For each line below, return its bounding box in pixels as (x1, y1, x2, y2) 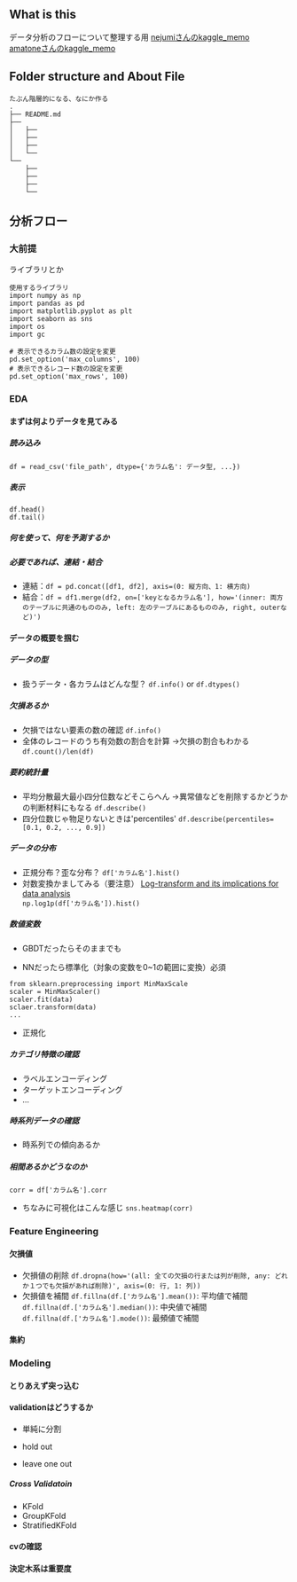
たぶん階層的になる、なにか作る (9, 94, 109, 103)
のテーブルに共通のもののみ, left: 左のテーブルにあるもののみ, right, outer (21, 603, 281, 613)
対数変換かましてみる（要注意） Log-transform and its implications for (21, 878, 279, 889)
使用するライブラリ (9, 284, 69, 293)
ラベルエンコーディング (21, 1073, 108, 1084)
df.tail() (9, 513, 46, 521)
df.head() (9, 505, 46, 513)
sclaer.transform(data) (9, 1002, 98, 1012)
